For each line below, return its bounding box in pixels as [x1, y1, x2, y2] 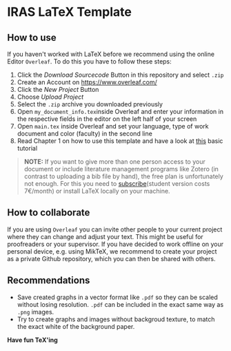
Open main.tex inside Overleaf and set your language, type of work [17, 122, 209, 130]
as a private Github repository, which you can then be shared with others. [7, 254, 216, 263]
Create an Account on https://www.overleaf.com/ [17, 78, 157, 86]
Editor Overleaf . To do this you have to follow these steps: [7, 57, 172, 66]
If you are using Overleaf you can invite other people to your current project [7, 225, 223, 234]
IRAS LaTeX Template [7, 4, 132, 20]
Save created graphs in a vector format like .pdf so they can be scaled [17, 293, 219, 301]
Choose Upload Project [17, 93, 84, 101]
